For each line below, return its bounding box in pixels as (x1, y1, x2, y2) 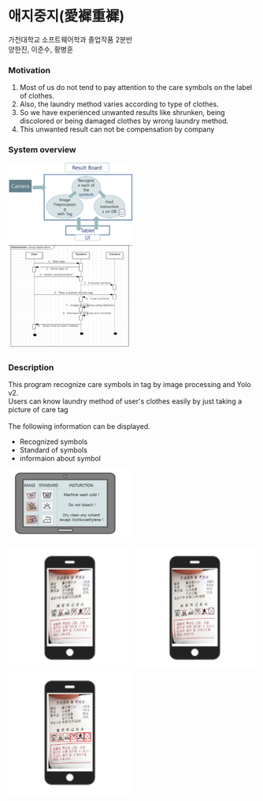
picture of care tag (8, 405, 69, 415)
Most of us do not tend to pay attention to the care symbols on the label (19, 83, 253, 92)
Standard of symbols (19, 445, 88, 455)
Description (8, 362, 54, 373)
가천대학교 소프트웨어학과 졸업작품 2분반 (8, 35, 133, 44)
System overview (8, 144, 76, 155)
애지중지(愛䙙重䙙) (8, 7, 125, 25)
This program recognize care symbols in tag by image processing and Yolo (8, 380, 252, 389)
